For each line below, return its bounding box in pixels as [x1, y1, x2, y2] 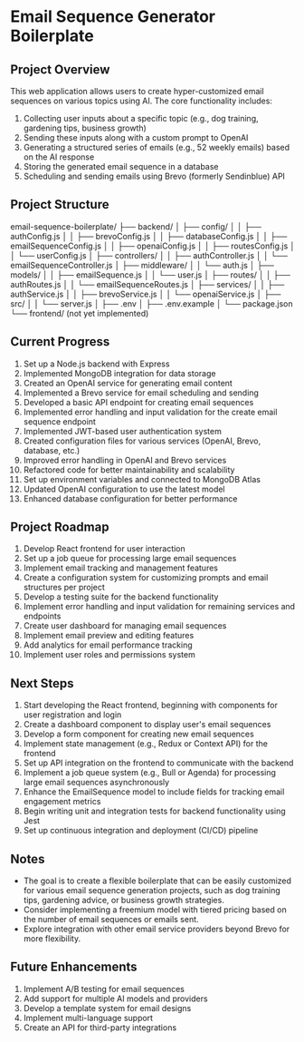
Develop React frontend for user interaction [23, 543, 186, 554]
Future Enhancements [10, 959, 138, 975]
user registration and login [23, 709, 122, 720]
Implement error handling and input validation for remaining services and [23, 601, 296, 612]
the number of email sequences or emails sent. [23, 914, 199, 925]
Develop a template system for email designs [23, 1002, 192, 1013]
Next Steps [10, 676, 74, 691]
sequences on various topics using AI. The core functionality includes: [10, 95, 272, 106]
